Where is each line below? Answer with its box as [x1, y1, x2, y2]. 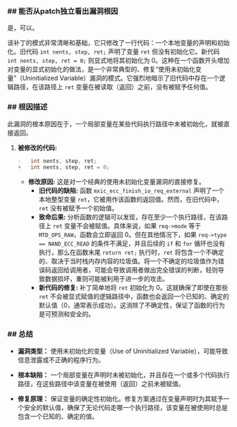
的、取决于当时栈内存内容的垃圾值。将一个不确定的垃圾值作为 [38, 257, 219, 265]
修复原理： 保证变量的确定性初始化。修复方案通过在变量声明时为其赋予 [17, 394, 224, 403]
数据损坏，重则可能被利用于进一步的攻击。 [44, 275, 169, 283]
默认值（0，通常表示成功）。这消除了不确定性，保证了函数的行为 [38, 301, 226, 310]
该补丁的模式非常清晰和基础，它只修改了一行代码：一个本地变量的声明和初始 [7, 39, 230, 47]
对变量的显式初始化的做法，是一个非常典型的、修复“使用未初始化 [7, 65, 196, 73]
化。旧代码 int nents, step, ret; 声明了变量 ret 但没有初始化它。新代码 [7, 47, 220, 56]
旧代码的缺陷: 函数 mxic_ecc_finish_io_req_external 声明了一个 [38, 186, 224, 195]
